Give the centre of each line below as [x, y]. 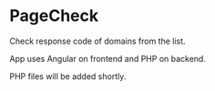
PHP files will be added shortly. [68, 76]
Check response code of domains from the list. [97, 41]
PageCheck [54, 16]
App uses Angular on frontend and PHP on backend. [108, 58]
